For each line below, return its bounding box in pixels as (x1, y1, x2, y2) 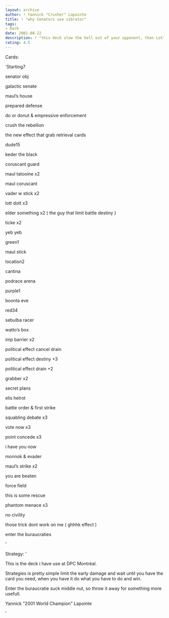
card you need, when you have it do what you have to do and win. (5, 575, 142, 581)
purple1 (5, 288, 21, 294)
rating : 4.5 (5, 40, 30, 45)
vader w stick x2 (5, 190, 40, 196)
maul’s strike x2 (5, 463, 38, 469)
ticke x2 (5, 219, 22, 225)
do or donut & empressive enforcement (5, 112, 87, 118)
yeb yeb (5, 229, 22, 235)
